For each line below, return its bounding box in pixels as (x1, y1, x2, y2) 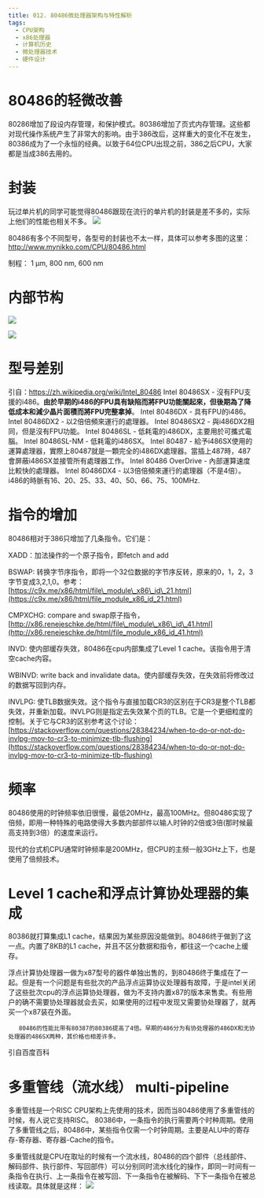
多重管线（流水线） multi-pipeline (8, 1078, 229, 1096)
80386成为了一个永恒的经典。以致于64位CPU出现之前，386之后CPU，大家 (8, 138, 253, 148)
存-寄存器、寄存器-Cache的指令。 (8, 1135, 119, 1145)
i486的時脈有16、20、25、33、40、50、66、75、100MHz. (8, 475, 200, 485)
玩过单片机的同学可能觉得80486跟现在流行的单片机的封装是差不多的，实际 (8, 206, 250, 216)
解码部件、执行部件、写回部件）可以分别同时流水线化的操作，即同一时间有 (8, 1162, 249, 1171)
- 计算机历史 (15, 41, 53, 49)
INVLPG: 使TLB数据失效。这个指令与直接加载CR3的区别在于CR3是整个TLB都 (8, 697, 256, 706)
